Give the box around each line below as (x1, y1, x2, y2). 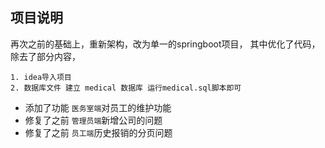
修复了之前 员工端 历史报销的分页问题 (24, 126, 173, 138)
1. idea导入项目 (10, 72, 72, 82)
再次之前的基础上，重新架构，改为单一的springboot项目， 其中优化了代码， (10, 38, 321, 50)
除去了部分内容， (10, 50, 81, 62)
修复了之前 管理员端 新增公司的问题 (24, 114, 163, 126)
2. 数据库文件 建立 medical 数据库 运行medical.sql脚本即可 (10, 83, 242, 93)
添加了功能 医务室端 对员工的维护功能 (24, 101, 172, 113)
